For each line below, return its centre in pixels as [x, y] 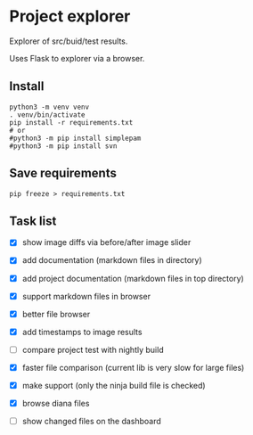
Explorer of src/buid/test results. [69, 41]
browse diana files [56, 403]
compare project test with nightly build [93, 349]
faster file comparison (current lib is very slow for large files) [133, 367]
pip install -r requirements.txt [71, 122]
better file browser [56, 314]
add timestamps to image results [82, 332]
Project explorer [70, 16]
